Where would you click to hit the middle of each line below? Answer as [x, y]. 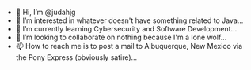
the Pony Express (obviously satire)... [76, 57]
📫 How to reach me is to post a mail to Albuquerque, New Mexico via [129, 46]
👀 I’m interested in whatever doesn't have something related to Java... [129, 20]
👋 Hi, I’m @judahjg [46, 12]
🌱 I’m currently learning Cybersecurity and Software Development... [126, 29]
